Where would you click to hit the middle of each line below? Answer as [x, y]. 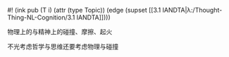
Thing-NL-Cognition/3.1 [41, 17]
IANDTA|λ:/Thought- [192, 10]
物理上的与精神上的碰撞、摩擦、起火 [60, 32]
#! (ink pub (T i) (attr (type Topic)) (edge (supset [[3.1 [84, 10]
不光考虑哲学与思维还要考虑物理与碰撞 [63, 47]
